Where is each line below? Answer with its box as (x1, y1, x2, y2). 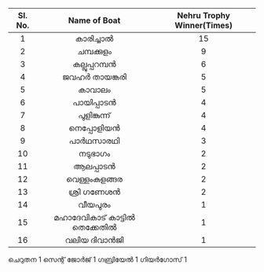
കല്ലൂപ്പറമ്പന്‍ (72, 59, 116, 69)
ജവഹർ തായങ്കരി (61, 72, 127, 82)
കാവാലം (78, 84, 112, 95)
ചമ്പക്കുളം (77, 46, 112, 57)
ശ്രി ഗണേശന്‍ (68, 186, 120, 197)
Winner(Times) (174, 20, 233, 31)
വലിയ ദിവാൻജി (64, 235, 124, 245)
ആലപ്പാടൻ (73, 161, 115, 171)
